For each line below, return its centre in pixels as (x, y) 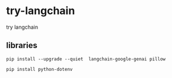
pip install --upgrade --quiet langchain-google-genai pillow (86, 59)
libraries (22, 45)
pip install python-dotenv (39, 69)
